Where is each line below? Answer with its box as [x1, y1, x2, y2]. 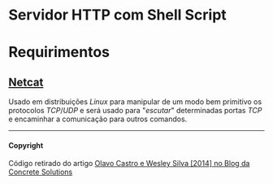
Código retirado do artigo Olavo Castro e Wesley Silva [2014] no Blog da [8, 159, 250, 169]
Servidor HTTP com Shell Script [8, 6, 227, 24]
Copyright [8, 140, 44, 150]
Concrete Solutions [8, 167, 73, 177]
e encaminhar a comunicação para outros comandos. [8, 114, 188, 124]
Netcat [8, 75, 44, 89]
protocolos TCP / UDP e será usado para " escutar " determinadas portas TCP [8, 106, 262, 116]
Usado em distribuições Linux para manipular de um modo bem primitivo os [8, 97, 262, 107]
